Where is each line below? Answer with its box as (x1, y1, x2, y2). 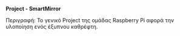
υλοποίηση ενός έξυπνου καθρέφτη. (5, 23, 98, 30)
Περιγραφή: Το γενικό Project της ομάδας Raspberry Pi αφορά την (5, 17, 174, 23)
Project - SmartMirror (5, 5, 61, 12)
